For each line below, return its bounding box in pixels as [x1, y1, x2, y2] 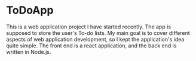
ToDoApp [6, 4, 54, 17]
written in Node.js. [6, 48, 51, 55]
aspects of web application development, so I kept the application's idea [6, 36, 185, 43]
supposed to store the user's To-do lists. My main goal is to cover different [6, 29, 190, 36]
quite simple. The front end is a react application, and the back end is [6, 42, 177, 49]
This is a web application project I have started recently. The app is [6, 23, 171, 30]
